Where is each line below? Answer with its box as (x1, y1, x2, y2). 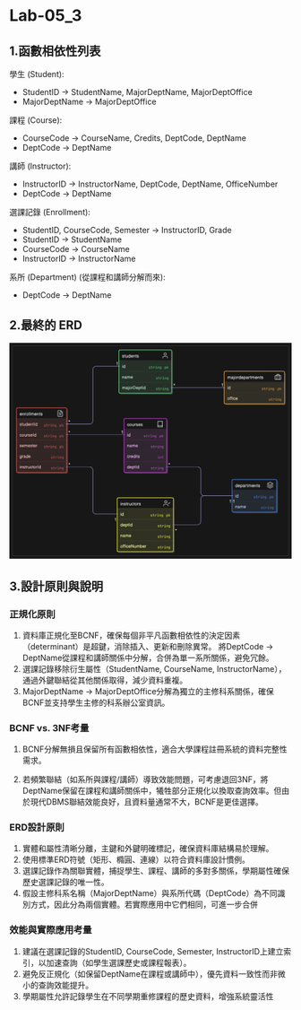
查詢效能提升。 (38, 980, 94, 990)
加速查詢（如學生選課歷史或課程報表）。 (46, 957, 192, 968)
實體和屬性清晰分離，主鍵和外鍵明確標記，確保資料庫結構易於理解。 (21, 843, 274, 854)
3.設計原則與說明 (9, 579, 104, 594)
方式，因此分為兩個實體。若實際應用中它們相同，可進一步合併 (30, 899, 258, 910)
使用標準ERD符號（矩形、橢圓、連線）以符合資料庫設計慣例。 (21, 854, 251, 866)
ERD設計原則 (9, 822, 64, 834)
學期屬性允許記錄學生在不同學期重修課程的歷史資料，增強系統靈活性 (21, 990, 274, 1001)
